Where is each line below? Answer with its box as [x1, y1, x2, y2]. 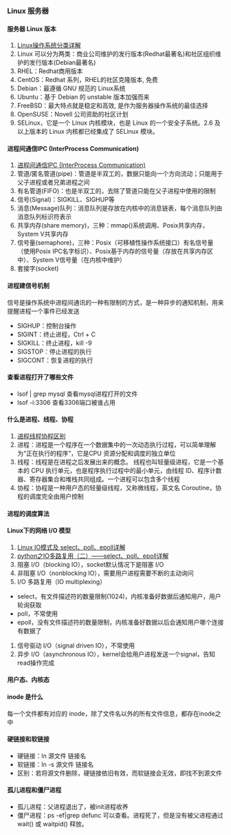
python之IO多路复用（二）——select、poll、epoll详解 [16, 552, 169, 560]
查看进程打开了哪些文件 [7, 373, 74, 381]
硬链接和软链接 [7, 735, 49, 743]
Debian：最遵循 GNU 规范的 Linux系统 [16, 84, 126, 92]
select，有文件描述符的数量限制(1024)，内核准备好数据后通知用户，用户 [16, 592, 221, 601]
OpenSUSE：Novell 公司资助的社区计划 [16, 110, 129, 119]
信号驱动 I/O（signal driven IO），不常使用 [16, 641, 135, 650]
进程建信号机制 [7, 281, 49, 290]
